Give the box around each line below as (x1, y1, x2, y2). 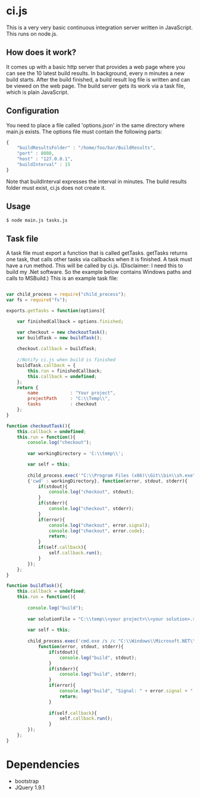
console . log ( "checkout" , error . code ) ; (48, 528, 145, 534)
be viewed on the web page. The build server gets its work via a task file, (6, 82, 186, 89)
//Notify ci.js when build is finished (17, 357, 116, 363)
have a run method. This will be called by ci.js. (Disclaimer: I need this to (6, 262, 183, 269)
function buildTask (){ (6, 583, 62, 589)
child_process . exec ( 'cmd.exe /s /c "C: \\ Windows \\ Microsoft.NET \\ (27, 638, 196, 644)
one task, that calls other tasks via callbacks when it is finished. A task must (6, 256, 192, 263)
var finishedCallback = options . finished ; (17, 318, 124, 324)
